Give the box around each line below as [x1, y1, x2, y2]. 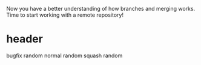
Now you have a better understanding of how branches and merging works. [6, 5, 196, 12]
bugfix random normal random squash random [6, 52, 123, 59]
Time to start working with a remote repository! [6, 11, 124, 18]
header [6, 32, 44, 46]
